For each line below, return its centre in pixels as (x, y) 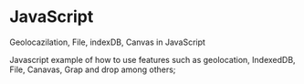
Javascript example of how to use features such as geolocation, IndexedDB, (152, 59)
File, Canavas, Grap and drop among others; (93, 69)
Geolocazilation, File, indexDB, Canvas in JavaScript (107, 42)
